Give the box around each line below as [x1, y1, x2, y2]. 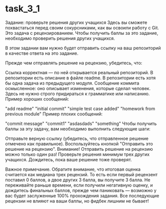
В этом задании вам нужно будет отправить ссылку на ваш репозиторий [5, 45, 161, 51]
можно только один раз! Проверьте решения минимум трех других [5, 151, 150, 157]
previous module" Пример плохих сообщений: [5, 110, 103, 117]
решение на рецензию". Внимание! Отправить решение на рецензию [5, 146, 153, 152]
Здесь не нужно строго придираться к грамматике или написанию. [5, 91, 150, 97]
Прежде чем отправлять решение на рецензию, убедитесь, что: [5, 60, 143, 66]
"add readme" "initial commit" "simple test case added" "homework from [5, 105, 156, 111]
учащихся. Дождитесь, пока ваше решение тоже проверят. [5, 156, 132, 162]
